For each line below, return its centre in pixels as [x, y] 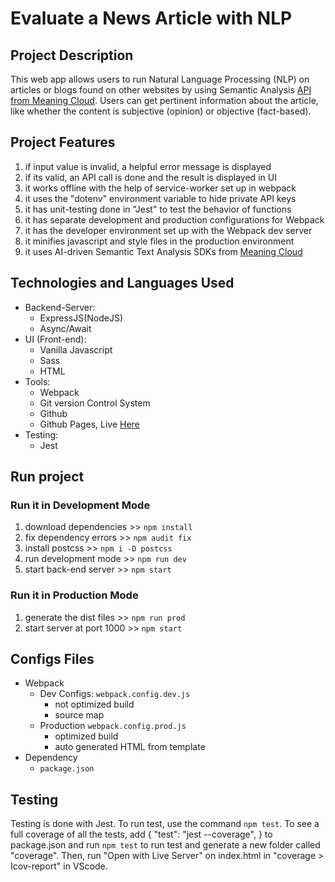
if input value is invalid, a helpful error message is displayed [148, 166]
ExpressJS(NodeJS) [81, 318]
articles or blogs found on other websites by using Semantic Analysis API [161, 90]
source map [79, 715]
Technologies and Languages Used [122, 283]
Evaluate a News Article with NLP [151, 18]
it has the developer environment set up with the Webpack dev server [168, 230]
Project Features [63, 142]
